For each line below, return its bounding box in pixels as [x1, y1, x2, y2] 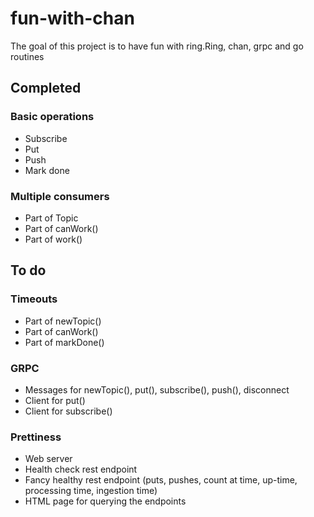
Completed [10, 80, 82, 97]
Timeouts [10, 292, 58, 306]
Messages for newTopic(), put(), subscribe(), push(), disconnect [24, 383, 290, 396]
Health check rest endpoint [24, 463, 138, 476]
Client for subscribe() [24, 405, 113, 417]
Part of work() [24, 233, 83, 245]
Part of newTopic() [24, 315, 102, 327]
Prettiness [10, 430, 62, 444]
